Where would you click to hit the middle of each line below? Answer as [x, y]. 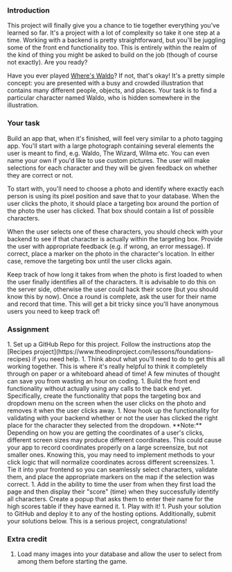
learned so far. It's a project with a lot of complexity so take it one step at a [114, 33]
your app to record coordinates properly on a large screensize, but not [108, 447]
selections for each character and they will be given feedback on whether [112, 168]
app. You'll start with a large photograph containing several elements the [111, 146]
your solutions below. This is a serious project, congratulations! [97, 521]
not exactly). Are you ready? [47, 62]
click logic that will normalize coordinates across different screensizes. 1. [111, 462]
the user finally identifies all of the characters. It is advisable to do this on [111, 281]
